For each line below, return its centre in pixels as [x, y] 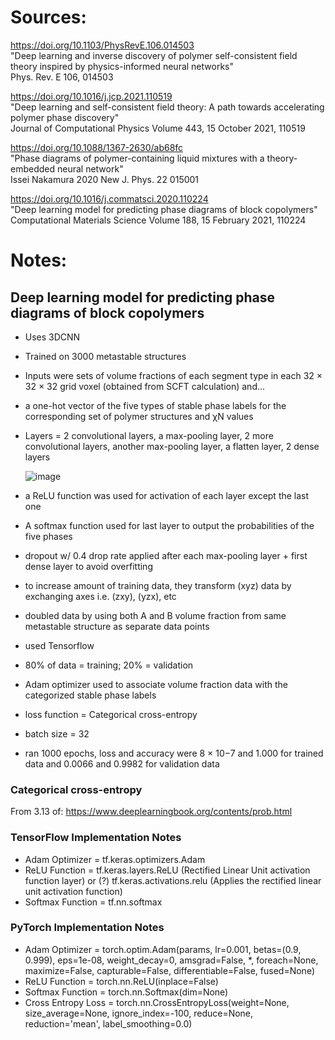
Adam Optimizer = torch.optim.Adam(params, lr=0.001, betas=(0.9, [163, 949]
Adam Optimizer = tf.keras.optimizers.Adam [115, 859]
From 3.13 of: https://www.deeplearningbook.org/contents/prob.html [151, 812]
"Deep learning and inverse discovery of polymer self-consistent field [154, 55]
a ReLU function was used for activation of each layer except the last [167, 495]
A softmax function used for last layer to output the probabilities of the [169, 525]
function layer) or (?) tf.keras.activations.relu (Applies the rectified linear [173, 880]
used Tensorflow [59, 645]
